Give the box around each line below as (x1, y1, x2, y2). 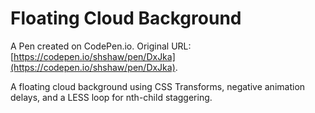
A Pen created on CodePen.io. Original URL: (10, 40, 192, 52)
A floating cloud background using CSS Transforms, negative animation (10, 80, 306, 92)
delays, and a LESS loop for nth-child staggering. (10, 91, 213, 103)
